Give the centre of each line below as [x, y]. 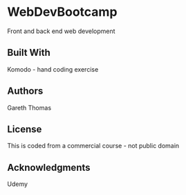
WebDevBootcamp [62, 12]
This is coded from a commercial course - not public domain [93, 146]
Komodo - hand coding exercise [53, 69]
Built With [29, 53]
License [25, 129]
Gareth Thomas [29, 107]
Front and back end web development [61, 31]
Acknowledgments [49, 167]
